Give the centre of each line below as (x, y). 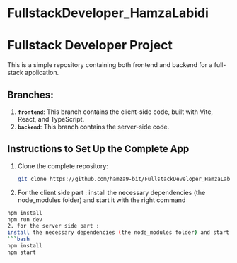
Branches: (31, 94)
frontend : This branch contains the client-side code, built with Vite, (115, 112)
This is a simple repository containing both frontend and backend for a (110, 65)
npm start (22, 252)
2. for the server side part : (53, 226)
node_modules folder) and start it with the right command (102, 200)
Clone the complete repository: (63, 166)
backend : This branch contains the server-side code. (93, 127)
